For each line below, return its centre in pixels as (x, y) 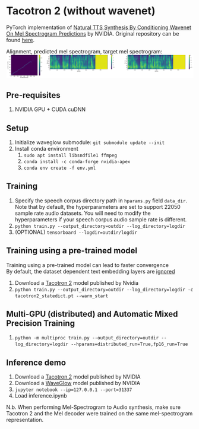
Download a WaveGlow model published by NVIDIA (78, 383)
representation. (25, 420)
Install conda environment (46, 149)
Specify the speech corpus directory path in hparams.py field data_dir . (101, 201)
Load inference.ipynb (41, 396)
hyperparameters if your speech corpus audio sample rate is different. (101, 219)
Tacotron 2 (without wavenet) (81, 11)
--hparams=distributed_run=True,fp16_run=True (129, 344)
